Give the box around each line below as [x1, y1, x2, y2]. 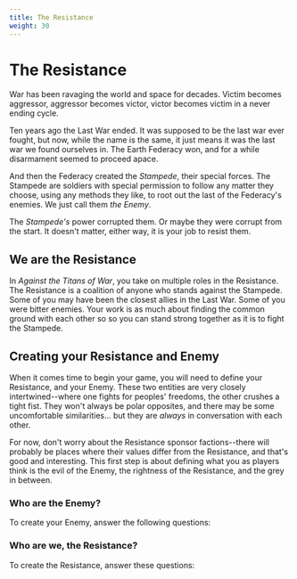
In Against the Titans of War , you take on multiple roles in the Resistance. [9, 275, 279, 286]
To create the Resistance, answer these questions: [9, 559, 195, 570]
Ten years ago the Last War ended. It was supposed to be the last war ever [9, 126, 285, 136]
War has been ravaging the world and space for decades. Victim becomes [9, 89, 283, 100]
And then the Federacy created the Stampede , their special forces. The [9, 171, 271, 182]
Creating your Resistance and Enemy [9, 348, 220, 363]
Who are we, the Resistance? [9, 540, 138, 552]
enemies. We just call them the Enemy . [9, 200, 152, 210]
